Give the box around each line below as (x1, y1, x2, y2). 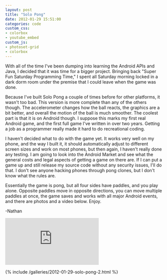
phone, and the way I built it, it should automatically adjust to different (5, 140, 149, 146)
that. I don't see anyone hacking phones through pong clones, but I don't (5, 167, 155, 173)
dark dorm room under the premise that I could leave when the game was (5, 78, 156, 85)
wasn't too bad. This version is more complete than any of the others (5, 99, 147, 105)
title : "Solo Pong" (5, 12, 46, 17)
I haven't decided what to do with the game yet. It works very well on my (5, 135, 155, 141)
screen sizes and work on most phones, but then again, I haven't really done (5, 146, 162, 152)
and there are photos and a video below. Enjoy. (5, 198, 102, 204)
